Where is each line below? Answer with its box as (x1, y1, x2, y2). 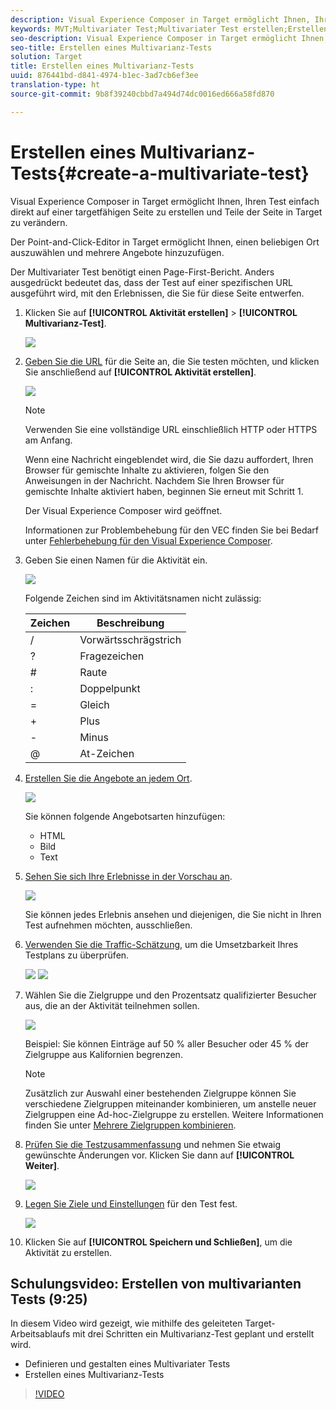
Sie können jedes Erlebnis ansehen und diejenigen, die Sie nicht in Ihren (24, 908, 322, 920)
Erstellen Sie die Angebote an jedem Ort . (24, 772, 193, 784)
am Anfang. (24, 434, 73, 446)
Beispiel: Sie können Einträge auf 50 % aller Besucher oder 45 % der (24, 1037, 309, 1050)
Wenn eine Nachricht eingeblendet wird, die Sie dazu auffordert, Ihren (24, 453, 314, 465)
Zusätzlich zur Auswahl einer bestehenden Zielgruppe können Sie (24, 1087, 297, 1099)
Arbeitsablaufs (10, 1328, 71, 1340)
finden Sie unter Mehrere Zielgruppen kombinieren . (24, 1119, 237, 1131)
